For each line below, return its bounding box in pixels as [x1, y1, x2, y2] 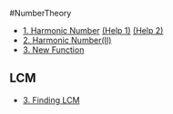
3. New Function [22, 44, 85, 55]
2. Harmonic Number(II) [22, 35, 112, 45]
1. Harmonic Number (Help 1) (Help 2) [22, 25, 164, 35]
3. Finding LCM [22, 94, 80, 105]
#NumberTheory [9, 8, 72, 18]
